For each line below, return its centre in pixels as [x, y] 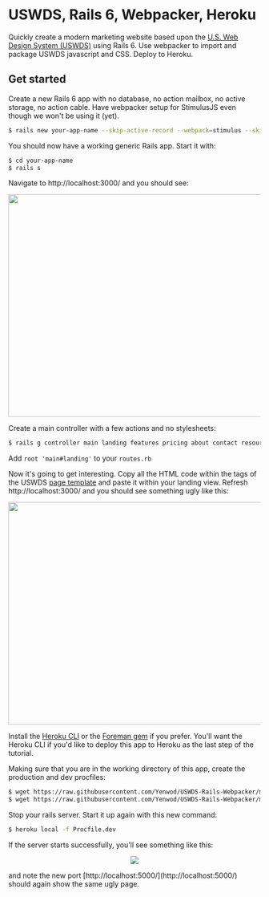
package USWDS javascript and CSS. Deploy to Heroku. [101, 54]
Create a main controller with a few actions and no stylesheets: [112, 428]
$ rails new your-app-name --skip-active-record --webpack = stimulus [125, 130]
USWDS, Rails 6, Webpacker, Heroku [132, 15]
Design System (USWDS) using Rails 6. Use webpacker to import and [122, 45]
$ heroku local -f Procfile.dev [62, 830]
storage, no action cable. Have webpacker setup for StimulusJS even [122, 107]
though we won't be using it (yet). [64, 116]
